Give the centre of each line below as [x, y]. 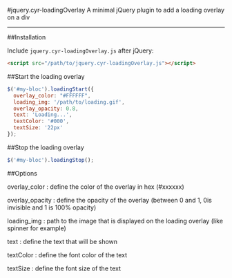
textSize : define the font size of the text [64, 268]
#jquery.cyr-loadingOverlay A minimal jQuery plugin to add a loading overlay [116, 10]
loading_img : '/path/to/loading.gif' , [69, 102]
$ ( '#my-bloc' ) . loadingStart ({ [51, 89]
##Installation [27, 37]
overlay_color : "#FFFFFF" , [52, 95]
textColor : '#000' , [41, 121]
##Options [22, 173]
